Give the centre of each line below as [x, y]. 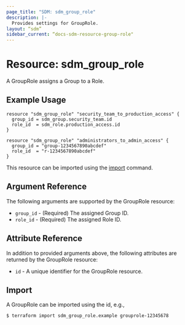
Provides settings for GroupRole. [55, 23]
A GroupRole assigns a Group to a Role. [55, 81]
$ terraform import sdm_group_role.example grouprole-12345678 [88, 316]
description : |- [27, 18]
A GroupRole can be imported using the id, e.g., [66, 305]
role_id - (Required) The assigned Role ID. [68, 219]
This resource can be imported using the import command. [80, 168]
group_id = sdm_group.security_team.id [62, 119]
